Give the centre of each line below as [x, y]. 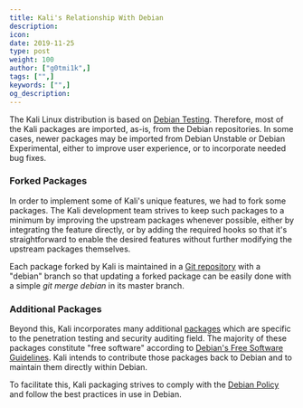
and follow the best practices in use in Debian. [96, 394]
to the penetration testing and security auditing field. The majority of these [148, 338]
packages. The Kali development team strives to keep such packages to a [147, 210]
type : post [30, 52]
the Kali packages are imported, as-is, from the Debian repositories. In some [151, 128]
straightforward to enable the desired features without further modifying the [151, 239]
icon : [19, 34]
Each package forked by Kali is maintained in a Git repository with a [135, 266]
